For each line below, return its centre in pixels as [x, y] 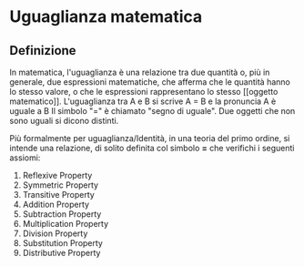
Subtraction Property [62, 214]
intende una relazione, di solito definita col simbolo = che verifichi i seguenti [152, 148]
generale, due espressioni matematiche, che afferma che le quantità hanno [150, 82]
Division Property [55, 233]
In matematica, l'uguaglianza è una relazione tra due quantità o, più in [140, 72]
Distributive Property [61, 253]
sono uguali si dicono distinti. [64, 121]
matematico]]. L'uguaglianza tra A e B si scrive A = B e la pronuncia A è [143, 101]
